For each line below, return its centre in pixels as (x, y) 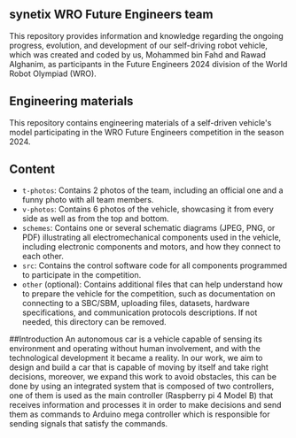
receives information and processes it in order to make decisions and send (145, 405)
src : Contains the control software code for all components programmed (155, 265)
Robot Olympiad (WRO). (53, 73)
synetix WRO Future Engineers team (111, 15)
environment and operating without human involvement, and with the (135, 349)
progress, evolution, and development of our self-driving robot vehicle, (139, 45)
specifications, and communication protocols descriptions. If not (140, 312)
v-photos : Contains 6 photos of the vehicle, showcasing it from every (148, 209)
